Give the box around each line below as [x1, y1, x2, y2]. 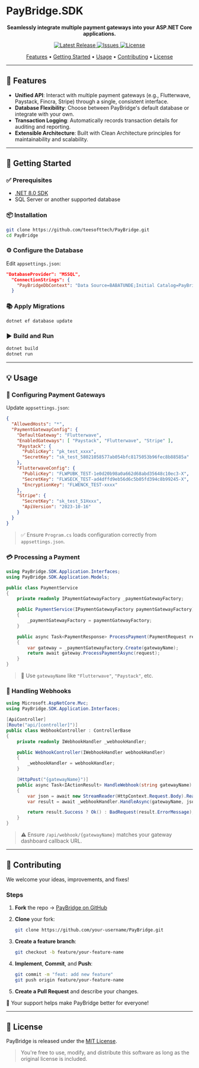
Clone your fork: [14, 916, 55, 923]
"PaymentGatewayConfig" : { [11, 426, 78, 432]
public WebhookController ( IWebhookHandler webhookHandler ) [17, 749, 166, 755]
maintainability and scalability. [14, 135, 89, 143]
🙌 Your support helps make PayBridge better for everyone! [6, 999, 149, 1006]
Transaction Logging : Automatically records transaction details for [14, 117, 178, 124]
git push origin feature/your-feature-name [14, 977, 124, 983]
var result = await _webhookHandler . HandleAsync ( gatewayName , [27, 799, 184, 805]
